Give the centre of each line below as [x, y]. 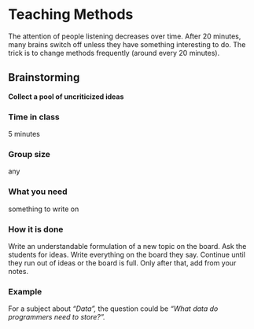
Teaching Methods [71, 15]
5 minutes [24, 134]
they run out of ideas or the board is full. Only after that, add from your [122, 263]
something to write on [44, 209]
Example [25, 291]
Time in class [34, 117]
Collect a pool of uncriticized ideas [66, 97]
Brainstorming [44, 77]
